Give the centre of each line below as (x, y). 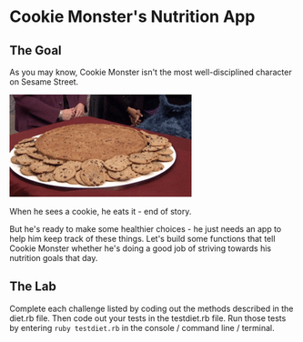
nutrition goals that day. (54, 258)
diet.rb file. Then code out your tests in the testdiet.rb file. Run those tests (148, 318)
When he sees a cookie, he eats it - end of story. (101, 211)
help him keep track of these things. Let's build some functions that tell (142, 239)
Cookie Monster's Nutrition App (132, 17)
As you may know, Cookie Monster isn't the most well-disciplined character (151, 72)
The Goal (35, 50)
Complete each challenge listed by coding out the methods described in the (151, 308)
